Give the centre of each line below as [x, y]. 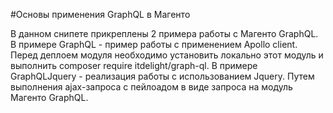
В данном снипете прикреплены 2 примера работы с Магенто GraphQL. [164, 33]
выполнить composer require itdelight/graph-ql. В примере [134, 65]
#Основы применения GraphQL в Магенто [100, 14]
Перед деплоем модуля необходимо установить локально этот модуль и [167, 55]
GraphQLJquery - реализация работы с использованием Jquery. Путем [162, 76]
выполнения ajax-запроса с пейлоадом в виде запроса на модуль [151, 87]
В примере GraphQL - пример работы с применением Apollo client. [154, 44]
